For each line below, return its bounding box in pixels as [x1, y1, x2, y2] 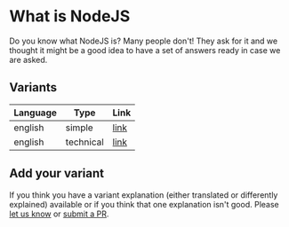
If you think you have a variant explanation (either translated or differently [9, 189, 278, 200]
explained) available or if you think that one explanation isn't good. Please [9, 199, 279, 209]
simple [65, 121, 93, 134]
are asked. [9, 54, 48, 65]
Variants [9, 80, 58, 95]
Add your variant [9, 166, 105, 181]
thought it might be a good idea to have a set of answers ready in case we [9, 44, 281, 55]
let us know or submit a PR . [9, 208, 109, 219]
